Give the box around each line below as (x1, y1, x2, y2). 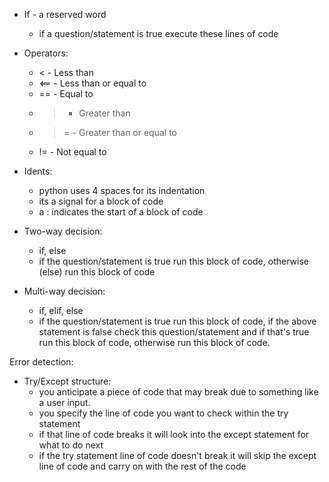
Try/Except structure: (23, 375, 112, 387)
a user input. (38, 397, 91, 408)
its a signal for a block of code (38, 195, 164, 207)
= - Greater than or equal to (63, 127, 177, 138)
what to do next (38, 439, 104, 451)
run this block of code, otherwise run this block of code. (38, 337, 271, 348)
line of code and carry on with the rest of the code (38, 460, 247, 472)
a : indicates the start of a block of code (38, 206, 204, 218)
